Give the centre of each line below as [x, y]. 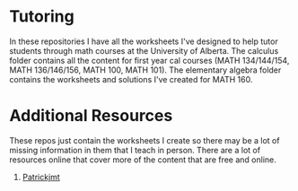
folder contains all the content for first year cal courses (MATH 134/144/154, [149, 60]
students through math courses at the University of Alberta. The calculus [144, 50]
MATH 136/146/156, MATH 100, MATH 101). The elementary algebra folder [145, 70]
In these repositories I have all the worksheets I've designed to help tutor [144, 41]
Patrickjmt [41, 177]
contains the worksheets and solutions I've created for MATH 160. [131, 79]
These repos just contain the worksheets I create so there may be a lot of [145, 140]
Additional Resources [91, 116]
